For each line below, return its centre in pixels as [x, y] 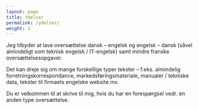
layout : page [22, 12]
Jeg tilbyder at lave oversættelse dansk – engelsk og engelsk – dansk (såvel [99, 45]
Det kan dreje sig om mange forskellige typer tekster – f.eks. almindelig [93, 70]
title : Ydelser [25, 17]
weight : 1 [18, 28]
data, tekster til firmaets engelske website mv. [63, 82]
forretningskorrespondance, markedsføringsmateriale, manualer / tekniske [98, 76]
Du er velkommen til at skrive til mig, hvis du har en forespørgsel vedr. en [96, 94]
